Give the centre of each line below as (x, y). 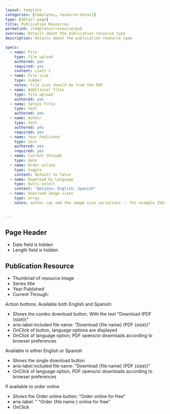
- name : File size (29, 76)
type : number (28, 81)
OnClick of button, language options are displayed (65, 330)
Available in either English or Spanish (44, 351)
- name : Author (26, 118)
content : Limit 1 (33, 71)
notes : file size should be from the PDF (58, 85)
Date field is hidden (33, 245)
